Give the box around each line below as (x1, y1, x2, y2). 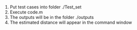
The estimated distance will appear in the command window (9, 19, 132, 25)
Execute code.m (9, 9, 43, 15)
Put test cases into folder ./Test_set (9, 4, 82, 10)
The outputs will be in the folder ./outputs (9, 15, 94, 20)
